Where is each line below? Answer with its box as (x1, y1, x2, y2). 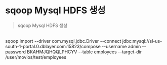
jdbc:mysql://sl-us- (122, 38, 162, 44)
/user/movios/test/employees (5, 54, 67, 60)
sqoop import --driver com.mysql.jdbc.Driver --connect (5, 38, 121, 44)
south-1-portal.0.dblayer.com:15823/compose (5, 43, 101, 49)
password (5, 49, 26, 55)
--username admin (102, 43, 141, 49)
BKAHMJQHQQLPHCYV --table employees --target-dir (27, 49, 142, 55)
